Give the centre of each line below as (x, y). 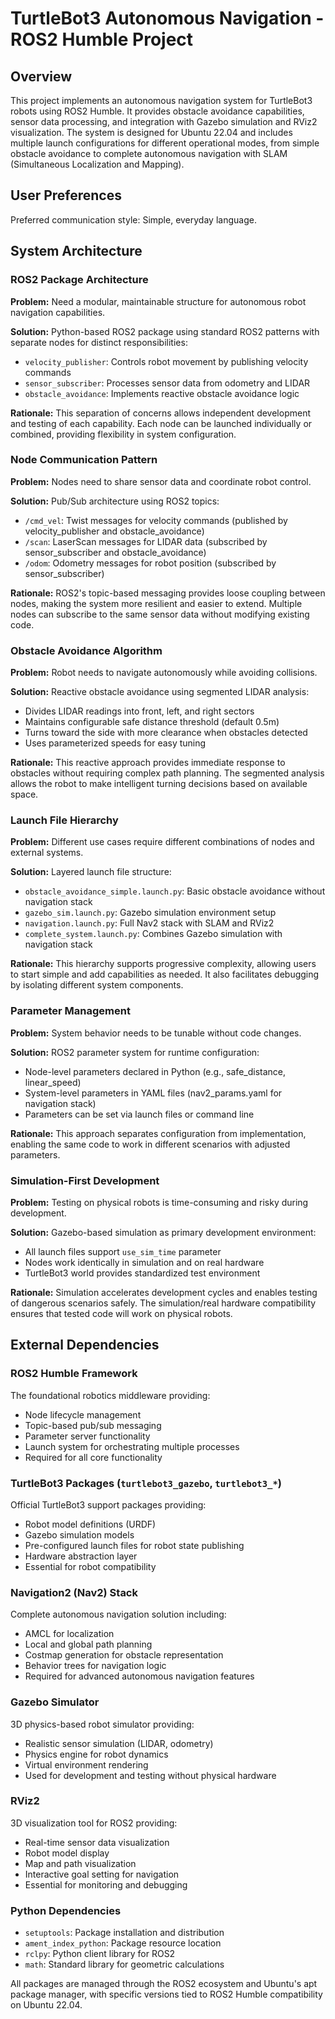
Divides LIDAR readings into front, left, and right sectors (139, 711)
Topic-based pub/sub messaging (93, 1425)
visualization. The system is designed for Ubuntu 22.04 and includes (151, 132)
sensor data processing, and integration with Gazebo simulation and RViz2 (164, 121)
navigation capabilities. (58, 312)
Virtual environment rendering (86, 1764)
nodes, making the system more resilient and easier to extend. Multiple (156, 603)
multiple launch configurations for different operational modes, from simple (165, 143)
